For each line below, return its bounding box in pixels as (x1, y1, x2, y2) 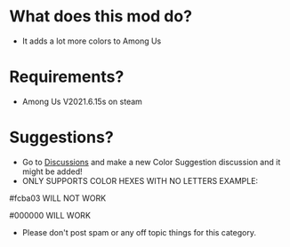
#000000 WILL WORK (9, 210, 92, 220)
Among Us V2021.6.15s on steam (21, 96, 142, 107)
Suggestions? (9, 127, 114, 147)
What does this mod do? (9, 6, 193, 27)
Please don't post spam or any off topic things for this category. (21, 227, 256, 237)
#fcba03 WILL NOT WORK (9, 193, 107, 203)
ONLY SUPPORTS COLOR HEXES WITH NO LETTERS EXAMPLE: (21, 175, 259, 186)
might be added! (21, 166, 83, 177)
